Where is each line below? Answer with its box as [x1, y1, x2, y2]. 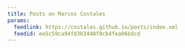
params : [7, 17, 30, 24]
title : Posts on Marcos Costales [7, 10, 106, 18]
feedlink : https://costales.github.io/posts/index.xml [13, 23, 179, 30]
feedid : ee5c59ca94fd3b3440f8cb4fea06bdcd [13, 30, 141, 37]
